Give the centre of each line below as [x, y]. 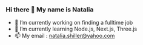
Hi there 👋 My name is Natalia [50, 10]
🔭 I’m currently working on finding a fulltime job [74, 23]
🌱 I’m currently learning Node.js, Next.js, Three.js [76, 29]
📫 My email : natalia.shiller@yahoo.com [65, 36]
